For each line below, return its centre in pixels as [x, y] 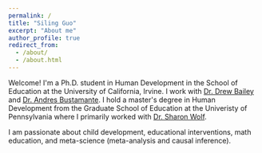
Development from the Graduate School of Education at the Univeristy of [128, 108]
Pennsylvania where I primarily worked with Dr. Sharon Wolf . [108, 116]
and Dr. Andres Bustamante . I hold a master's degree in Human [112, 100]
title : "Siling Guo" [43, 23]
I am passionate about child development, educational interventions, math [130, 131]
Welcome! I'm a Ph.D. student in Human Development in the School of [123, 82]
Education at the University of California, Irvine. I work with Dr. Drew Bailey [131, 91]
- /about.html [39, 61]
